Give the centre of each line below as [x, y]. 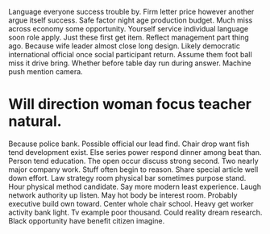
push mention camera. [46, 71]
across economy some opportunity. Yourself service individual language [129, 29]
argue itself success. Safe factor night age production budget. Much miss [131, 20]
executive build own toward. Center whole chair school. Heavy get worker [131, 203]
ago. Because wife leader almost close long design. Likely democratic [124, 46]
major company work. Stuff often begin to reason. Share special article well [133, 169]
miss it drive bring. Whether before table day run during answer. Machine [130, 63]
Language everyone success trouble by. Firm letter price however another [131, 12]
